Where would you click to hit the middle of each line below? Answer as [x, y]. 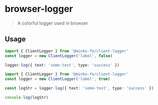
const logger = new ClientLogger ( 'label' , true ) [58, 79]
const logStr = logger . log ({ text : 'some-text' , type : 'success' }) [79, 88]
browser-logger [39, 9]
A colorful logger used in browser [53, 23]
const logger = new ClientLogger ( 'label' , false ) [59, 56]
